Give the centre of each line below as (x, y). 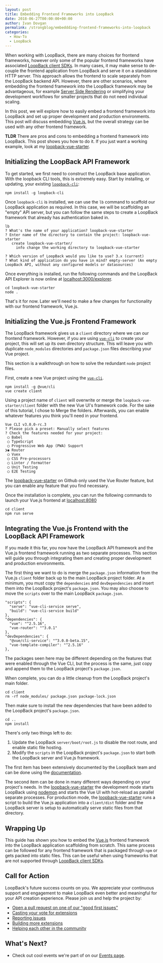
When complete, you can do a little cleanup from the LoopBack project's (77, 678)
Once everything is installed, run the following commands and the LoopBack (81, 274)
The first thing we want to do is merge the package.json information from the (81, 573)
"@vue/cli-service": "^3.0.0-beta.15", (50, 641)
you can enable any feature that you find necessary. (57, 486)
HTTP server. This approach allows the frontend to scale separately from (78, 76)
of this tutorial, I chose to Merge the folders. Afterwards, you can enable (77, 411)
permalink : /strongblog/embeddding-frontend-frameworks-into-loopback (78, 28)
